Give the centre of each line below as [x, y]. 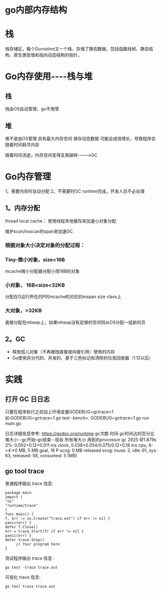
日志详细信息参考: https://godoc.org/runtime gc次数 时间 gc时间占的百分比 [80, 434]
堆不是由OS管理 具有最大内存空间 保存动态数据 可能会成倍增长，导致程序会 [81, 138]
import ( [14, 497]
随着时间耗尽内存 [22, 145]
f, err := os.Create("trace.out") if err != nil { [58, 519]
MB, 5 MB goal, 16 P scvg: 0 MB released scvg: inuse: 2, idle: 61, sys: [88, 450]
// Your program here [38, 544]
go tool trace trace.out [30, 587]
